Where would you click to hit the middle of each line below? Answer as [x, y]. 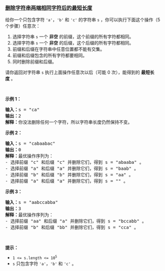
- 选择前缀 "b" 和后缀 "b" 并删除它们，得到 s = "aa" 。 [69, 175]
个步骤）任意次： [23, 26]
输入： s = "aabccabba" [32, 202]
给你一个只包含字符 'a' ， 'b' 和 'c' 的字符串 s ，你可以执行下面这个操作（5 [83, 20]
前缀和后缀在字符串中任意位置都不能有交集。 [58, 49]
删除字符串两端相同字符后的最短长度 [49, 8]
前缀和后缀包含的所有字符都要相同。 [50, 56]
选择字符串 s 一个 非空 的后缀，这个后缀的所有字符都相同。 [73, 43]
